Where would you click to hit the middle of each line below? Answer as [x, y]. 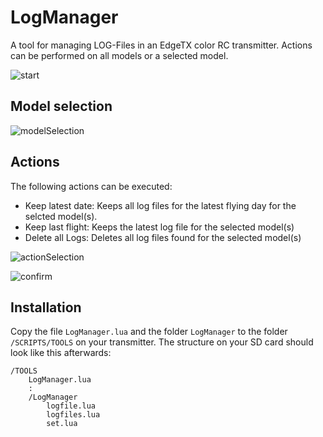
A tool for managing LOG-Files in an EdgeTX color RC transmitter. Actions [161, 45]
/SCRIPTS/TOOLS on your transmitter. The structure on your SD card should [162, 342]
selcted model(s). [61, 216]
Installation [46, 307]
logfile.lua [71, 406]
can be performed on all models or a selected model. [119, 55]
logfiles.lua [73, 415]
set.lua [62, 424]
